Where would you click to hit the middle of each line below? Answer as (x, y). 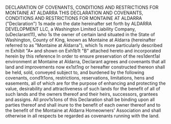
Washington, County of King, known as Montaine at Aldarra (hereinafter (80, 40)
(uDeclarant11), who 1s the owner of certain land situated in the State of (80, 34)
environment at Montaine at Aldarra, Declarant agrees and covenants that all (86, 61)
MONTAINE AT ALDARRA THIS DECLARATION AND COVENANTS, (74, 13)
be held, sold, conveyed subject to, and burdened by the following (75, 72)
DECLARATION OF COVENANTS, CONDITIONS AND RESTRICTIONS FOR (82, 7)
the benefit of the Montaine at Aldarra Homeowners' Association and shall (83, 110)
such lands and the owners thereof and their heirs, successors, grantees (82, 94)
